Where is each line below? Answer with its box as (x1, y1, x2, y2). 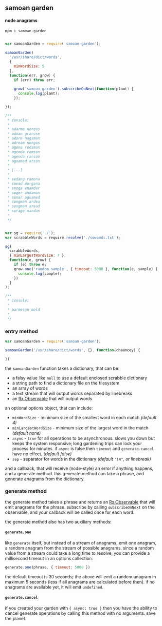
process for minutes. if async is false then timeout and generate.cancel (12, 445, 154, 451)
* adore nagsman (7, 136, 40, 141)
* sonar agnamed (7, 195, 40, 200)
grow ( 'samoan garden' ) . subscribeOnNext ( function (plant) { (14, 86, 134, 92)
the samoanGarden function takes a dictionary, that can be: (5, 365, 120, 371)
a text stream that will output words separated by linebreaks (12, 390, 133, 396)
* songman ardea (7, 200, 40, 204)
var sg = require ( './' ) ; (5, 230, 55, 236)
